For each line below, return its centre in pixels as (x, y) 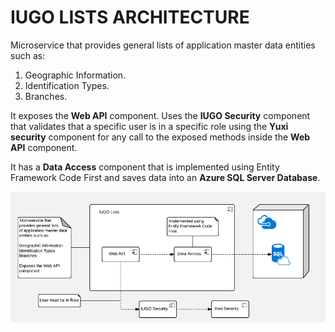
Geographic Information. (75, 75)
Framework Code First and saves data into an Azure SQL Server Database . (165, 177)
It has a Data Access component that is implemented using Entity (145, 167)
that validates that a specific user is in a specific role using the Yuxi (149, 126)
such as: (28, 55)
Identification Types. (67, 85)
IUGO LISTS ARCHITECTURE (130, 17)
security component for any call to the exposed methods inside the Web (160, 137)
